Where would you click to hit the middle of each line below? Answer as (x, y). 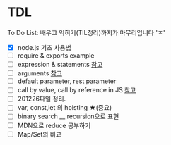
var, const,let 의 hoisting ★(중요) (65, 108)
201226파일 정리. (42, 99)
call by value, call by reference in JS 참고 (77, 90)
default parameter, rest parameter (67, 81)
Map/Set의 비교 (40, 134)
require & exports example (56, 56)
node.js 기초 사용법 (45, 47)
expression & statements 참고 (60, 65)
